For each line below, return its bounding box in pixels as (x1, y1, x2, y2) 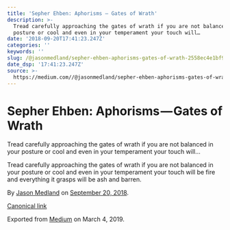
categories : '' (7, 42, 51, 49)
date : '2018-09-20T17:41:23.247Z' (7, 36, 106, 42)
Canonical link (7, 202, 47, 210)
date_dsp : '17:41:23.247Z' (7, 61, 84, 68)
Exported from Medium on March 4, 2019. (7, 215, 125, 223)
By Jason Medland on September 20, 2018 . (7, 189, 129, 197)
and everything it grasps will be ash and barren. (7, 175, 142, 183)
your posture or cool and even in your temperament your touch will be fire (7, 168, 216, 177)
